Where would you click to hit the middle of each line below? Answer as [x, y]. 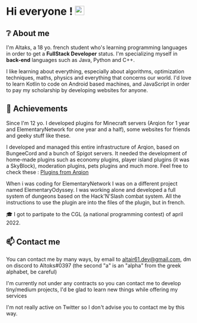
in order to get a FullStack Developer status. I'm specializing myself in [92, 54]
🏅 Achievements [37, 109]
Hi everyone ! [39, 12]
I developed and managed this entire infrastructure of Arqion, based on [93, 147]
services [17, 296]
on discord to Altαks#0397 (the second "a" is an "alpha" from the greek [94, 265]
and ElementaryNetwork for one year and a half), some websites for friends [98, 129]
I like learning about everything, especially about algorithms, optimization [95, 71]
